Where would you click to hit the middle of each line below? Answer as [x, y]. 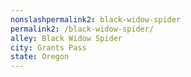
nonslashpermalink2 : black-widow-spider [96, 19]
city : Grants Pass [48, 47]
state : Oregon [40, 57]
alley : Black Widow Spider [66, 38]
